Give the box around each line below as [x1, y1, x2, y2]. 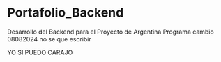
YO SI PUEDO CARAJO [7, 48, 73, 56]
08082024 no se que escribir [7, 34, 92, 43]
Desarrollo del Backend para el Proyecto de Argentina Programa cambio [7, 28, 214, 36]
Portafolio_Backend [7, 5, 124, 21]
